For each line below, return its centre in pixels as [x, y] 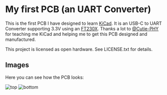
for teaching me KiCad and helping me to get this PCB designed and [76, 34]
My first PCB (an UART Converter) [78, 9]
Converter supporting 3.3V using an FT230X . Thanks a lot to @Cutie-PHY [82, 28]
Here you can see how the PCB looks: [45, 77]
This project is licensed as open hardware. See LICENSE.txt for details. [79, 49]
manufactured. [21, 39]
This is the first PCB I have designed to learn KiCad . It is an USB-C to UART [83, 23]
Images [17, 65]
